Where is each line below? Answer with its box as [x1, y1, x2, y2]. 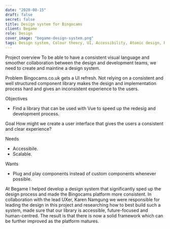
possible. [12, 176, 32, 182]
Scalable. [12, 150, 32, 157]
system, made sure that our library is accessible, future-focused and [5, 207, 148, 213]
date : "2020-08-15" [5, 7, 47, 13]
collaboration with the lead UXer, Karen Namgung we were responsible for [5, 196, 160, 203]
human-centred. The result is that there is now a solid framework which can [5, 212, 163, 218]
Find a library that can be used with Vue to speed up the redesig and [12, 105, 156, 111]
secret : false [5, 17, 35, 22]
